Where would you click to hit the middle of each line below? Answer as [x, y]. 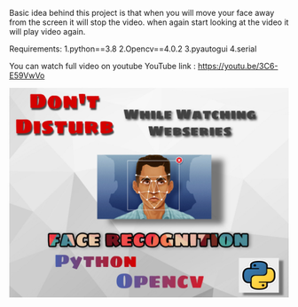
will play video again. [47, 31]
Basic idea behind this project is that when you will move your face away [142, 13]
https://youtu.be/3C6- [238, 66]
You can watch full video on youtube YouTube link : [103, 66]
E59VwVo [27, 75]
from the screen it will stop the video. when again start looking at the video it [149, 22]
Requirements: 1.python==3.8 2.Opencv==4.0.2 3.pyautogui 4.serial [133, 49]
